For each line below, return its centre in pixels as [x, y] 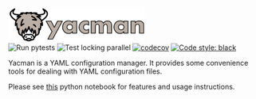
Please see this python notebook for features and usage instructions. [122, 87]
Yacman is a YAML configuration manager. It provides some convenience [128, 63]
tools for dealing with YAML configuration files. [85, 71]
